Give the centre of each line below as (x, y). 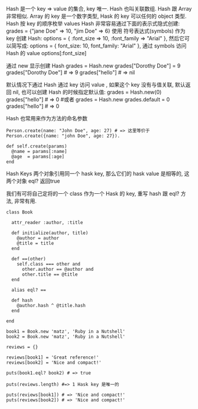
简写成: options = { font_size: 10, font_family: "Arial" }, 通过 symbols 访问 (99, 46)
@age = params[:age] (38, 156)
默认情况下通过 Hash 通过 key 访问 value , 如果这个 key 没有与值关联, (90, 84)
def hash (22, 301)
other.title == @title (50, 274)
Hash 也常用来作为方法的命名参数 (47, 118)
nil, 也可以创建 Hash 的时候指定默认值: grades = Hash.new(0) (87, 92)
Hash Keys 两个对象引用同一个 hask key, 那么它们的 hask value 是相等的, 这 (98, 173)
